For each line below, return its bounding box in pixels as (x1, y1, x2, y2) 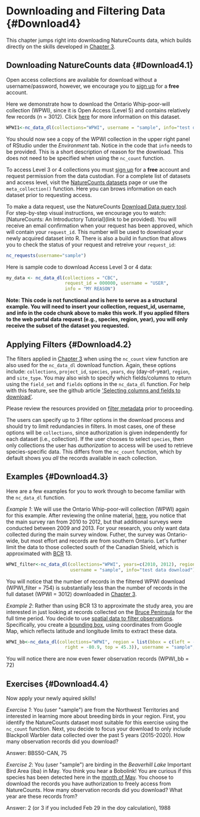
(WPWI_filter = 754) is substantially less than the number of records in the (6, 584, 187, 591)
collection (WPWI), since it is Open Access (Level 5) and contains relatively (6, 106, 190, 114)
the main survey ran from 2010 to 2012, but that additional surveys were (6, 518, 183, 525)
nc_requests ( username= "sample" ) (6, 252, 86, 258)
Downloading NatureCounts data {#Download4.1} (6, 60, 193, 70)
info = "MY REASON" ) (64, 286, 116, 292)
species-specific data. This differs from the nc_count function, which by (6, 448, 182, 455)
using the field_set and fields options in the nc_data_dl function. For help (6, 380, 190, 387)
